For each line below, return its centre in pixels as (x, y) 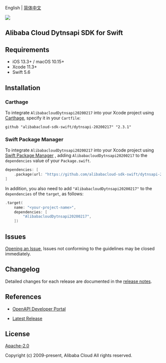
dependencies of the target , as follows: (44, 194)
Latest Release (27, 318)
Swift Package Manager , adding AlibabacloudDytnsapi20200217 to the (76, 156)
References (23, 297)
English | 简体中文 (23, 8)
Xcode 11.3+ (24, 67)
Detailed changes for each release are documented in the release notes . (79, 281)
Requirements (27, 50)
